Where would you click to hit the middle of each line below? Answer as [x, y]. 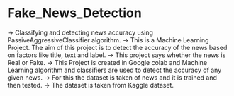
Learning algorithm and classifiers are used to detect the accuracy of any [115, 70]
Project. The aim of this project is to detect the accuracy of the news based [117, 47]
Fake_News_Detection [74, 13]
